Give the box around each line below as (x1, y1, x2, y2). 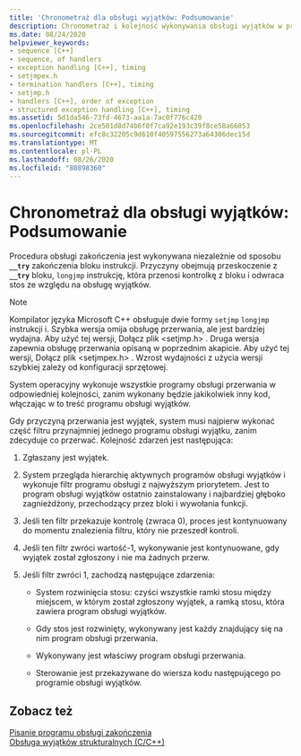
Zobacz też (9, 703, 73, 718)
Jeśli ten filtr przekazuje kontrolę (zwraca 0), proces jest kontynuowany (21, 515, 288, 526)
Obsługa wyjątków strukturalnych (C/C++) (9, 737, 166, 748)
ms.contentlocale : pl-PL (9, 146, 102, 155)
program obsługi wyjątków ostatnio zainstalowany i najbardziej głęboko (21, 488, 286, 499)
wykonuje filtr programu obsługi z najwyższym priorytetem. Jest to (21, 479, 271, 490)
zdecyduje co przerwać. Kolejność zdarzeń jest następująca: (9, 435, 234, 445)
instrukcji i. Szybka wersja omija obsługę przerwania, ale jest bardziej (9, 324, 265, 335)
